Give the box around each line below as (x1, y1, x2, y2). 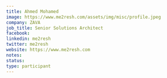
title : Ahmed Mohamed (6, 8, 59, 15)
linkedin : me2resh (6, 36, 51, 42)
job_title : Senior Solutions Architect (6, 25, 104, 31)
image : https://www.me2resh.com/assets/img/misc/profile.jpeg (6, 14, 161, 20)
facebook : (6, 30, 30, 36)
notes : (6, 52, 22, 58)
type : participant (6, 63, 51, 69)
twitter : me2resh (6, 42, 49, 48)
